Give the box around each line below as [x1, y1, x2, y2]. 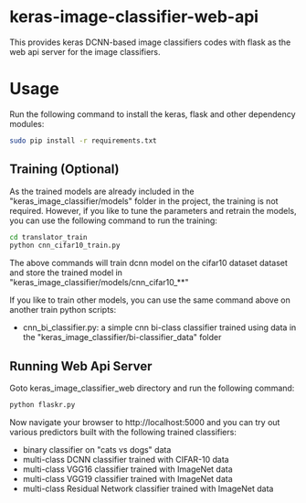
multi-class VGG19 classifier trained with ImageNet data [22, 474, 233, 484]
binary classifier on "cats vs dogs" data [22, 444, 172, 455]
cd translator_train [9, 232, 89, 241]
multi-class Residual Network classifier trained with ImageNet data [22, 483, 274, 494]
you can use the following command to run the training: [9, 215, 217, 226]
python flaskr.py [9, 401, 76, 410]
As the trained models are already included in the [9, 186, 195, 197]
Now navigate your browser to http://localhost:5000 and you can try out [9, 417, 280, 427]
